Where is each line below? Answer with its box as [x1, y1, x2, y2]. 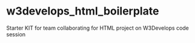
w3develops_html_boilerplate [6, 4, 159, 18]
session [6, 30, 26, 38]
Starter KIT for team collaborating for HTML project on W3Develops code [6, 24, 190, 31]
